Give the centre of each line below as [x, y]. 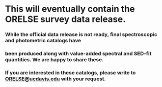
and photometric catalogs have [43, 41]
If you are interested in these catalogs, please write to [70, 72]
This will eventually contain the [70, 9]
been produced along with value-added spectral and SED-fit [78, 53]
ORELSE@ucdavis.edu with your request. [55, 79]
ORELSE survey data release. [66, 19]
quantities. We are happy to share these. [54, 60]
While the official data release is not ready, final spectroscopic [81, 35]
